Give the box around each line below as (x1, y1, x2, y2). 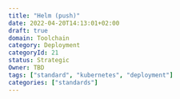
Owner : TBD (8, 64, 45, 72)
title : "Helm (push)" (8, 11, 81, 20)
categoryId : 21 (8, 49, 59, 57)
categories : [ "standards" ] (8, 78, 98, 86)
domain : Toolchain (8, 34, 70, 42)
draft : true (8, 26, 48, 34)
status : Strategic (8, 57, 70, 65)
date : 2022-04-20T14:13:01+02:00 (8, 19, 120, 27)
